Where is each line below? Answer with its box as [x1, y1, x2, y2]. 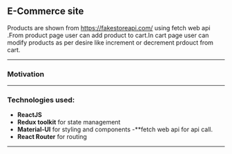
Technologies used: [7, 96, 75, 105]
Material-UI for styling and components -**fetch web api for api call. [17, 125, 213, 133]
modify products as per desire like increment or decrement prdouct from [7, 38, 214, 47]
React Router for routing [17, 133, 88, 141]
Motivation [7, 69, 45, 78]
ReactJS [17, 111, 43, 119]
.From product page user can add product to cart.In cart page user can [7, 31, 209, 39]
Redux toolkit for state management [17, 118, 121, 126]
